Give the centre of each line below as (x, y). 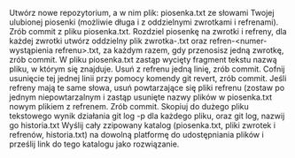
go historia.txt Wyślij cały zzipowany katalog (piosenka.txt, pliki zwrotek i (143, 125)
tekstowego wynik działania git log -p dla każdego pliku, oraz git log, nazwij (147, 116)
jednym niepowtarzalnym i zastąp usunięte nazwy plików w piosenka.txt (141, 97)
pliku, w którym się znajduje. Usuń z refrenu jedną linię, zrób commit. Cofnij (147, 69)
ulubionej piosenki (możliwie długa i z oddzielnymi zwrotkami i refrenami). (144, 22)
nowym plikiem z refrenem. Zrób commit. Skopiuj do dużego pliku (129, 106)
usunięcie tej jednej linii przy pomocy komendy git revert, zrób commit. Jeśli (148, 78)
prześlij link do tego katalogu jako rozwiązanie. (94, 144)
